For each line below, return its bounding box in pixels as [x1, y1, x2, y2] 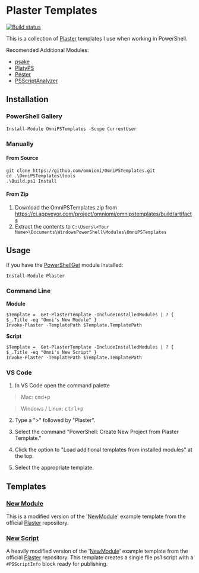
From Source [6, 155, 39, 162]
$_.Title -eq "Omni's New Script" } [6, 350, 97, 356]
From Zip [6, 190, 29, 198]
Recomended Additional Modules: [6, 46, 89, 54]
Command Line [6, 286, 51, 295]
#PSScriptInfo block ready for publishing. [6, 560, 108, 568]
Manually [6, 140, 34, 148]
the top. [14, 452, 34, 460]
